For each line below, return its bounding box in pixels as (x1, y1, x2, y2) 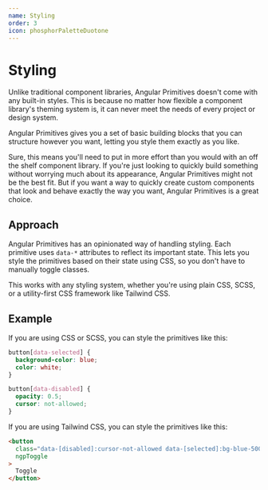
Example (8, 312, 53, 325)
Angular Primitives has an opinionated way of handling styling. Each (8, 239, 231, 249)
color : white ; (15, 363, 62, 372)
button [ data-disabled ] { (8, 385, 91, 393)
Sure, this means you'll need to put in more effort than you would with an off (8, 153, 258, 162)
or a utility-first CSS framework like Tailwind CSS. (8, 289, 171, 298)
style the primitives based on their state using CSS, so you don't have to (8, 257, 246, 266)
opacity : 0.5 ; (15, 392, 62, 400)
